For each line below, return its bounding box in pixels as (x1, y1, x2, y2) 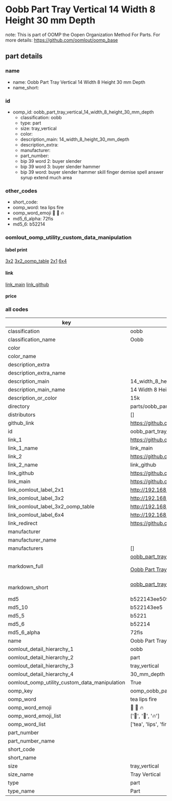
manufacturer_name (8, 536, 57, 544)
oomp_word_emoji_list (8, 713, 61, 720)
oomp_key (8, 687, 33, 695)
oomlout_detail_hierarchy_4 (8, 670, 74, 678)
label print (5, 247, 28, 253)
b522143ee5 (130, 604, 163, 611)
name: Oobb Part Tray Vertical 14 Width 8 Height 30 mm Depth (12, 79, 146, 85)
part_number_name (8, 737, 55, 744)
